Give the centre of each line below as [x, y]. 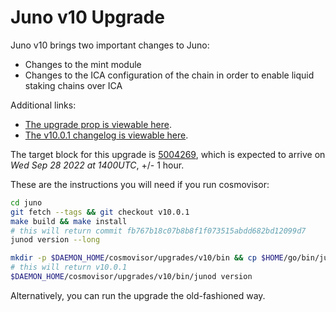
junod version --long [55, 240]
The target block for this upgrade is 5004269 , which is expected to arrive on [168, 154]
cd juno [26, 202]
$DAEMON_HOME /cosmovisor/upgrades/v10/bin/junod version [131, 277]
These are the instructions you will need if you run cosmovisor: [140, 184]
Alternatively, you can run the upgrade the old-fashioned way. [138, 295]
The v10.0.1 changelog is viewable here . [106, 135]
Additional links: [43, 105]
